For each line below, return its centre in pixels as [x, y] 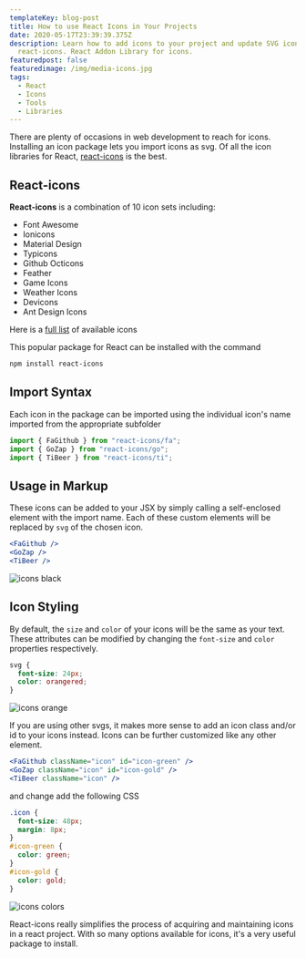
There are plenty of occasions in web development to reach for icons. [140, 137]
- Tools [32, 103]
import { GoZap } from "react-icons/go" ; [89, 449]
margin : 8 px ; [42, 829]
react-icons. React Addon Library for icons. [106, 52]
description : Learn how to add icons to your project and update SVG [144, 43]
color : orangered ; [53, 682]
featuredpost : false [49, 60]
